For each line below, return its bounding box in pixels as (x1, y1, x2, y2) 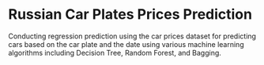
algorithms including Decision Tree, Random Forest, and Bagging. (8, 48, 221, 57)
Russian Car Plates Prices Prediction (8, 5, 253, 23)
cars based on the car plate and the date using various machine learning (8, 39, 244, 49)
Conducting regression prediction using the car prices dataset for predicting (8, 31, 257, 41)
